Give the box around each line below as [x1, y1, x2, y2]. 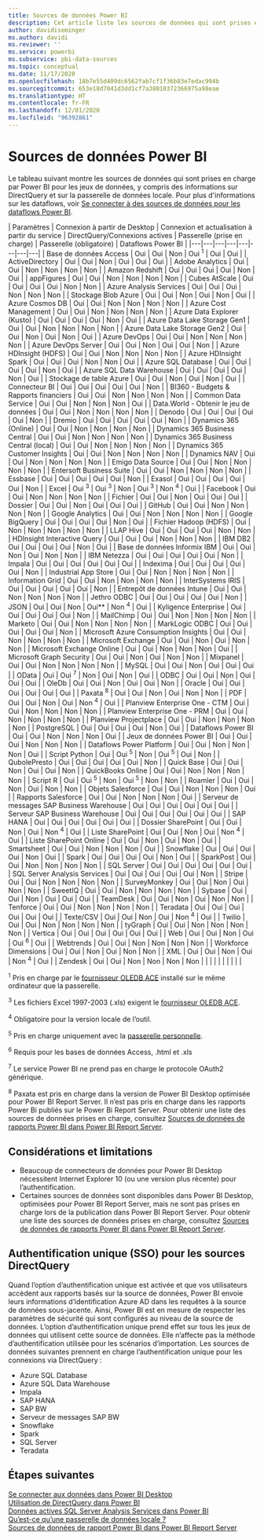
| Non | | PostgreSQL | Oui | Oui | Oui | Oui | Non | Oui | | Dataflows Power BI [8, 722, 254, 732]
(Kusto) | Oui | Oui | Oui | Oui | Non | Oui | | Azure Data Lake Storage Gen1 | [8, 315, 250, 325]
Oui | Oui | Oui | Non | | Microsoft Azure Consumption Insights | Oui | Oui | [8, 627, 247, 637]
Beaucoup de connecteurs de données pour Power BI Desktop [19, 1166, 222, 1175]
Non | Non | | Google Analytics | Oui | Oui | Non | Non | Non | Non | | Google [8, 509, 253, 519]
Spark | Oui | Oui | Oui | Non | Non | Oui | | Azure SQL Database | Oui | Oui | [8, 357, 251, 366]
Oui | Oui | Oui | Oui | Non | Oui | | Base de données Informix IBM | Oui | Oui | [8, 542, 256, 552]
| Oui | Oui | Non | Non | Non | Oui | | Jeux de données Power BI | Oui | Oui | [8, 731, 252, 741]
